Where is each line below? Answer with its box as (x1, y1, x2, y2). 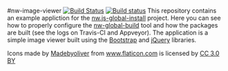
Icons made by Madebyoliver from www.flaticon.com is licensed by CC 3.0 (7, 49, 220, 57)
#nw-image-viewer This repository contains (7, 7, 217, 14)
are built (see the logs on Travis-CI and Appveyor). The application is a (7, 28, 209, 37)
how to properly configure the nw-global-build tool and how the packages (7, 21, 218, 29)
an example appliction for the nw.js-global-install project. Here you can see (7, 14, 221, 22)
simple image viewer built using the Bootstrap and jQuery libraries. (7, 36, 197, 44)
